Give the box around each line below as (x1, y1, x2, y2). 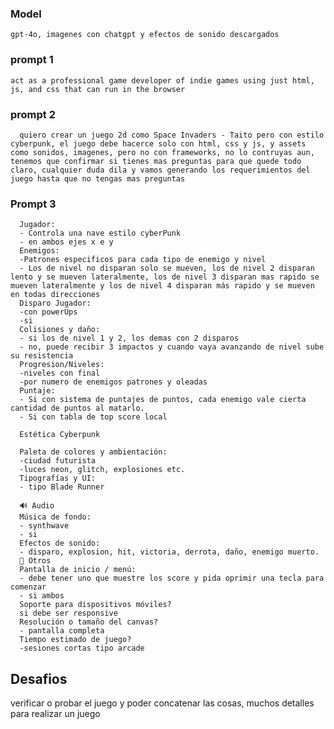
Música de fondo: (19, 512, 92, 522)
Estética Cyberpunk (19, 430, 101, 440)
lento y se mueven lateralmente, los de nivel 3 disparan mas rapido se (10, 272, 320, 282)
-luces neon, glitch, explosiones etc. (19, 465, 186, 475)
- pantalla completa (19, 626, 105, 636)
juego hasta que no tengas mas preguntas (10, 173, 186, 184)
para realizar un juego (10, 708, 101, 719)
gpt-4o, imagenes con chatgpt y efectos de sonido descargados (10, 30, 280, 40)
